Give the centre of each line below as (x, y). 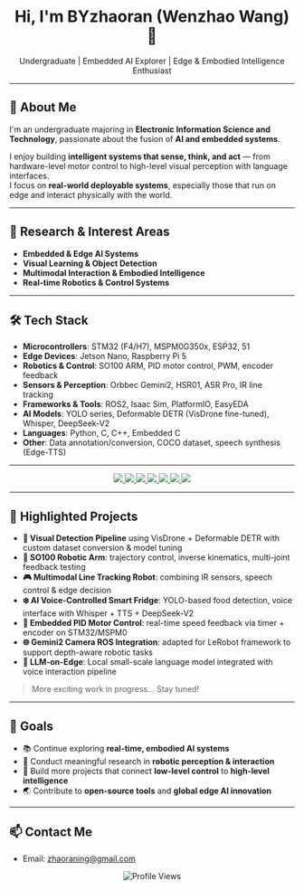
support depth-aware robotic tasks (88, 652)
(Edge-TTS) (44, 452)
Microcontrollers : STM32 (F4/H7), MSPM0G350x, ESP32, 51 (136, 346)
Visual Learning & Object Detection (90, 263)
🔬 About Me (43, 107)
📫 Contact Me (51, 833)
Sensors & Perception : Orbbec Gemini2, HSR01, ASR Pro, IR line (142, 385)
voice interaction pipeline (70, 672)
